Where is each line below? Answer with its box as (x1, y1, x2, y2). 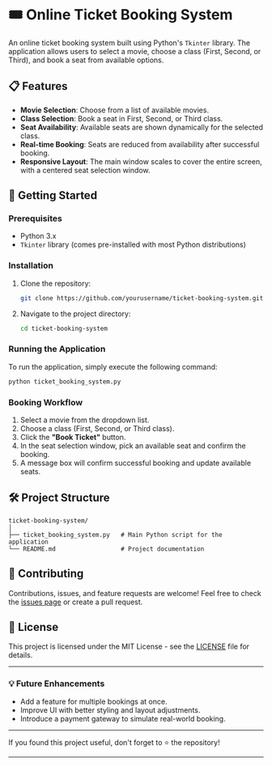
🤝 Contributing (8, 567, 84, 581)
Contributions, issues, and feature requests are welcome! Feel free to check (8, 588, 261, 598)
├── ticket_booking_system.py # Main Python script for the (8, 531, 223, 539)
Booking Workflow (8, 396, 83, 408)
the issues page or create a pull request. (8, 597, 143, 607)
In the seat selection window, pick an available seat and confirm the (19, 441, 247, 451)
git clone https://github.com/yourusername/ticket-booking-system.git (19, 294, 264, 303)
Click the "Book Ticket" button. (19, 432, 126, 442)
